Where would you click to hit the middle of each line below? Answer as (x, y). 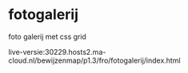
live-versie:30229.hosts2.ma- (57, 52)
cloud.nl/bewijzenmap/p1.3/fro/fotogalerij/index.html (95, 60)
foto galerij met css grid (47, 36)
